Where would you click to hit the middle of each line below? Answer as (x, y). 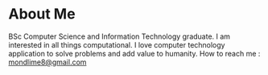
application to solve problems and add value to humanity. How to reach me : (134, 53)
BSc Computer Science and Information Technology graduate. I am (120, 36)
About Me (42, 14)
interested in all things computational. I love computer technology (117, 44)
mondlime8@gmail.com (47, 62)
